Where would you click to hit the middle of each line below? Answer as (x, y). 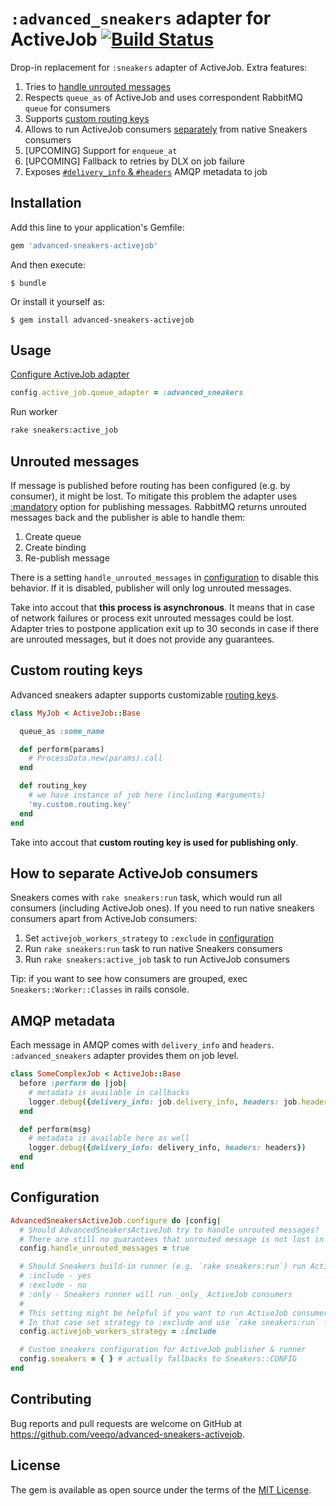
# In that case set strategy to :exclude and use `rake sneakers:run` (169, 1322)
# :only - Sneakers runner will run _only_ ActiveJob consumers (156, 1294)
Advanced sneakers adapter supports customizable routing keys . (144, 694)
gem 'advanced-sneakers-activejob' (84, 245)
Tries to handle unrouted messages (98, 86)
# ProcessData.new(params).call (95, 758)
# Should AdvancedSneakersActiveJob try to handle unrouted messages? (169, 1230)
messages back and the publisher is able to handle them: (128, 517)
